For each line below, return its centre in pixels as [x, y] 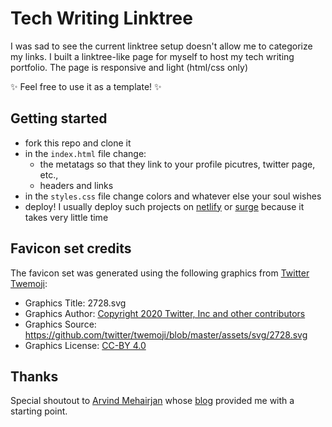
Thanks [34, 376]
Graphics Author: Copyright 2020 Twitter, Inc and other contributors [165, 313]
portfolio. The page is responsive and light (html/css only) [129, 67]
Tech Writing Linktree [101, 18]
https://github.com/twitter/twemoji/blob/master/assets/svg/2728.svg [166, 334]
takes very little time [66, 217]
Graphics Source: [60, 324]
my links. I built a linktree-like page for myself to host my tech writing [152, 56]
